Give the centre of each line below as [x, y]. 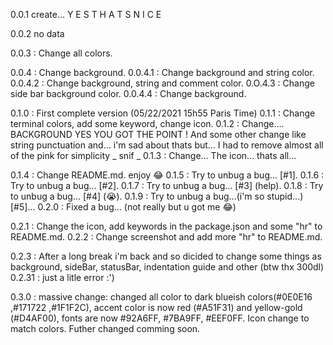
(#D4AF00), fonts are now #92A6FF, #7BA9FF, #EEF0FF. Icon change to [160, 318]
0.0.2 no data [37, 33]
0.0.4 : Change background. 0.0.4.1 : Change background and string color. [162, 72]
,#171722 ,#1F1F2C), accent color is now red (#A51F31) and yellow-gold [156, 307]
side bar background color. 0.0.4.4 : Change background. [128, 93]
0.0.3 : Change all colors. [61, 53]
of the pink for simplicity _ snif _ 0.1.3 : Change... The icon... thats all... [153, 155]
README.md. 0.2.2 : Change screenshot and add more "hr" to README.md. [166, 237]
